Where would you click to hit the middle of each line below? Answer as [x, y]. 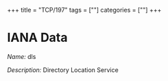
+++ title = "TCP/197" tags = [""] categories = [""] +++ [84, 10]
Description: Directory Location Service [63, 70]
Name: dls [22, 56]
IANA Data [37, 38]
